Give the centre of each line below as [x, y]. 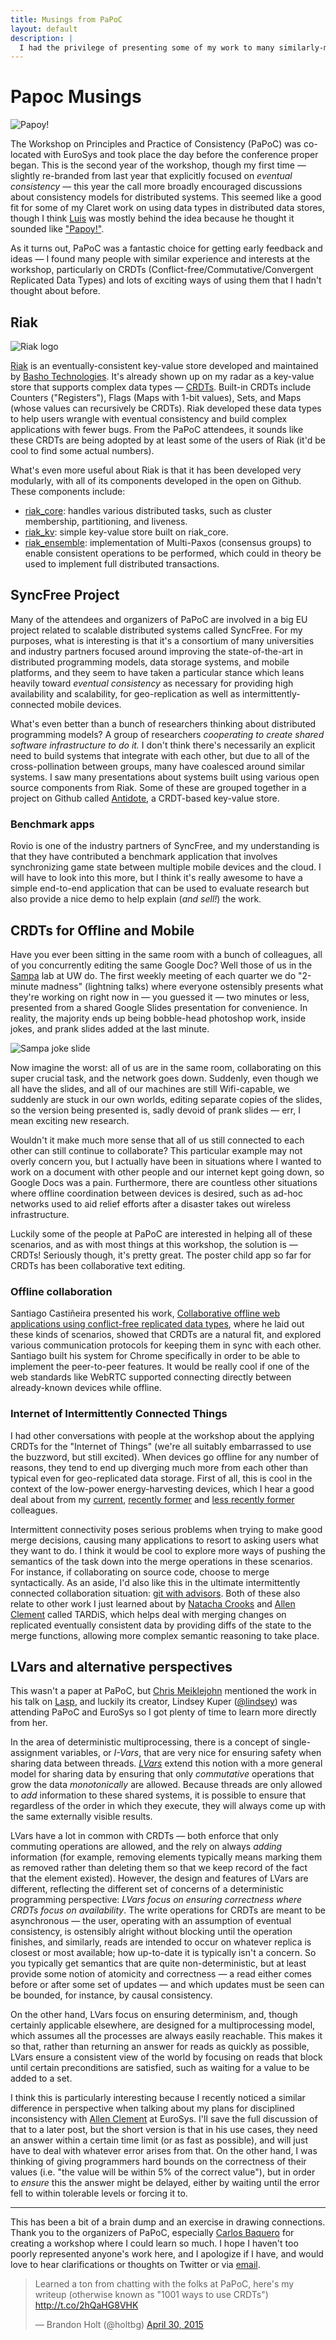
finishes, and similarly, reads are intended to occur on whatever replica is [161, 1942]
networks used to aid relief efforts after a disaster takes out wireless [151, 1203]
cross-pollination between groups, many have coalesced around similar [157, 766]
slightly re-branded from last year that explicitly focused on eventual [151, 176]
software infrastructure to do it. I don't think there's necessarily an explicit [163, 745]
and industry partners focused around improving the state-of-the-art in [156, 651]
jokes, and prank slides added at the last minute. [110, 1028]
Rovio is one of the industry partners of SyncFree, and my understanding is [165, 846]
